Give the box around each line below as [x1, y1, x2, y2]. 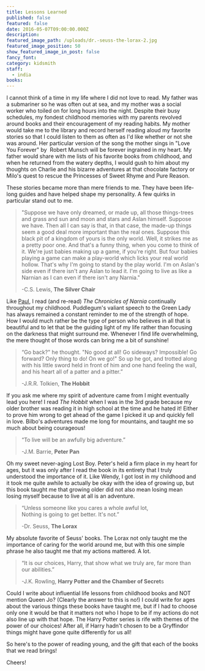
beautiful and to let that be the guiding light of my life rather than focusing [6, 324, 193, 331]
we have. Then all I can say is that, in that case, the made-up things [21, 222, 192, 230]
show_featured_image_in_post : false [6, 49, 100, 55]
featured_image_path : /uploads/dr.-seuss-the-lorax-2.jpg [6, 37, 157, 43]
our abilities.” [21, 566, 55, 573]
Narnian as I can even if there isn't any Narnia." [21, 274, 141, 282]
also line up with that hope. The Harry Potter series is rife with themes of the [6, 616, 199, 623]
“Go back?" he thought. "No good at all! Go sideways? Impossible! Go [21, 348, 197, 356]
